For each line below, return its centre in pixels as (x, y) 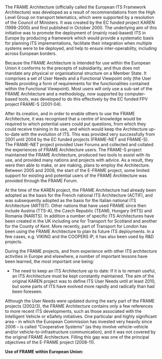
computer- (135, 94)
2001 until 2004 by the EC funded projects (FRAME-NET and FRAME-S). (77, 139)
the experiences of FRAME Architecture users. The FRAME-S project (73, 150)
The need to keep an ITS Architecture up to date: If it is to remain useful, (84, 271)
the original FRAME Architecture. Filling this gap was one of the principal (77, 337)
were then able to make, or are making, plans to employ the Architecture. (78, 165)
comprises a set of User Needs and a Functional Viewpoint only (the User (78, 78)
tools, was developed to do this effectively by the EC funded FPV (83, 99)
